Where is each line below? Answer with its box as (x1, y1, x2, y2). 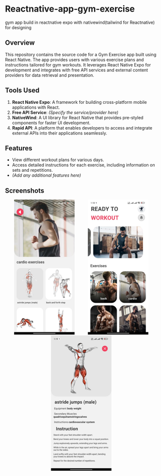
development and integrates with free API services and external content (5, 67, 148, 73)
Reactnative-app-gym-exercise (5, 3, 135, 15)
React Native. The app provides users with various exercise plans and (5, 57, 144, 63)
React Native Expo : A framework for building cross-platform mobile (12, 99, 147, 105)
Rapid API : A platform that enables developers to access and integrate (12, 125, 152, 131)
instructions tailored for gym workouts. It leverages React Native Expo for (5, 62, 151, 67)
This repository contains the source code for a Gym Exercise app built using (5, 51, 157, 57)
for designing (5, 24, 31, 30)
